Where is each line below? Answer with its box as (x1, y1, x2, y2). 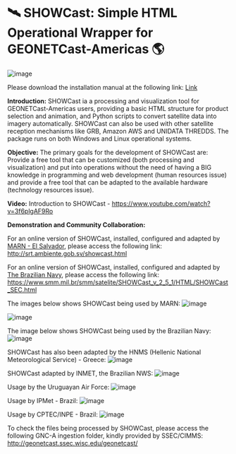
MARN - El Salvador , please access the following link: (7, 241, 163, 250)
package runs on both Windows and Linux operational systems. (7, 134, 192, 143)
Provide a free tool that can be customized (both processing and (7, 156, 195, 164)
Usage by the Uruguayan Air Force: (7, 383, 110, 391)
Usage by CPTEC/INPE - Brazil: (7, 410, 99, 419)
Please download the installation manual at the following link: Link (7, 83, 198, 91)
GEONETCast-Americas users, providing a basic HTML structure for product (7, 104, 229, 112)
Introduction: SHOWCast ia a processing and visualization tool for (7, 96, 199, 105)
